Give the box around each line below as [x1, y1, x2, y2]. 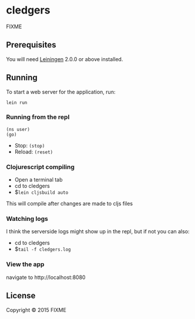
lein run [6, 99, 28, 106]
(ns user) [6, 126, 31, 132]
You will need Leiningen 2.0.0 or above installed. [6, 55, 123, 62]
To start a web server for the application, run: [6, 88, 116, 95]
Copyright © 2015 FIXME [6, 306, 66, 313]
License [6, 291, 36, 301]
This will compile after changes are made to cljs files [6, 200, 133, 207]
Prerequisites [6, 40, 56, 50]
